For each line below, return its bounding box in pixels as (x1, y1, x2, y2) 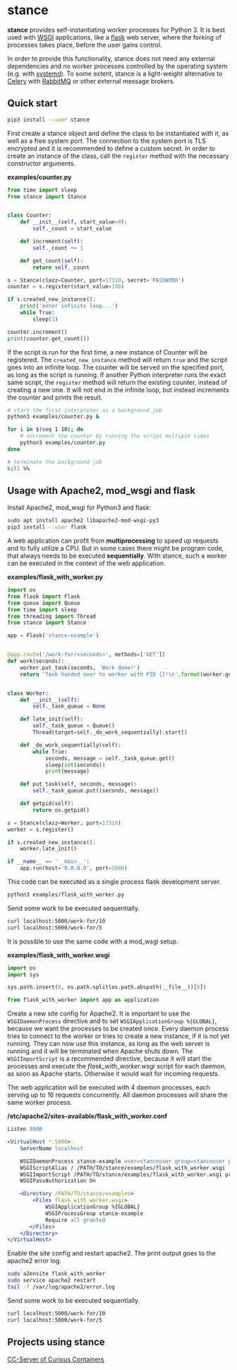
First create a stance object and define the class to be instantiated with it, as (7, 129, 229, 137)
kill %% (7, 465, 30, 472)
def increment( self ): (20, 238, 83, 245)
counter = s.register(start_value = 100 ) (7, 283, 125, 290)
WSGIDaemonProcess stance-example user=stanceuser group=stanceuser (20, 1158, 226, 1165)
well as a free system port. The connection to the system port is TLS (7, 137, 206, 145)
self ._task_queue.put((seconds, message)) (32, 788, 159, 795)
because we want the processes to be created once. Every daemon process (7, 1025, 229, 1033)
